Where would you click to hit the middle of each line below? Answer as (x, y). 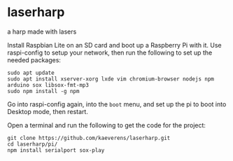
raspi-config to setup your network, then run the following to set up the (110, 52)
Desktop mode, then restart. (48, 111)
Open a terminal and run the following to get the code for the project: (107, 125)
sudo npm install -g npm (43, 91)
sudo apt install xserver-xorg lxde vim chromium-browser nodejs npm (111, 79)
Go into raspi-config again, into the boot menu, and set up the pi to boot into (117, 104)
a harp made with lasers (42, 31)
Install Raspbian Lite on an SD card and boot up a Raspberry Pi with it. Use (114, 45)
